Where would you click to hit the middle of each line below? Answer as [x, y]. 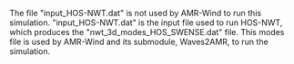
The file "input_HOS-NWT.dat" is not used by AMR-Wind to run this [136, 13]
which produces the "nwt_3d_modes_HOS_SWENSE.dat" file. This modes [147, 32]
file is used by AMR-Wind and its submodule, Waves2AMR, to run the [139, 41]
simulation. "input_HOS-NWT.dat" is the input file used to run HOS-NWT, [146, 23]
